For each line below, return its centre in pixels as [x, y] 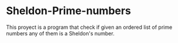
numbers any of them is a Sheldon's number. [60, 33]
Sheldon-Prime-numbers [68, 11]
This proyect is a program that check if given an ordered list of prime [89, 27]
